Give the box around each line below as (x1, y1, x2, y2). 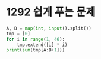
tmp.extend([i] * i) (17, 42, 68, 48)
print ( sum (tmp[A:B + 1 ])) (6, 47, 65, 53)
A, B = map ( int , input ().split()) (6, 25, 92, 31)
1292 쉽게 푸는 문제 (6, 5, 96, 19)
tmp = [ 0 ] (6, 31, 31, 37)
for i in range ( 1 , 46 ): (6, 36, 65, 42)
